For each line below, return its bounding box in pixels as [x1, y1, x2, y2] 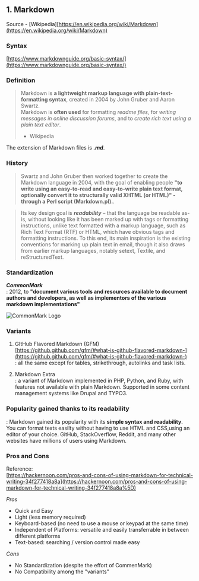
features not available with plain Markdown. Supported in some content [14, 383, 190, 390]
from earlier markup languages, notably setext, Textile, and [20, 247, 166, 254]
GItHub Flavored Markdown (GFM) [14, 341, 100, 348]
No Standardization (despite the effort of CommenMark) [14, 561, 153, 569]
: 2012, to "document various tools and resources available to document [6, 288, 188, 295]
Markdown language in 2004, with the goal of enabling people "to [20, 179, 183, 186]
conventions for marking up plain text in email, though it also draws [20, 240, 185, 248]
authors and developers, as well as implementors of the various [6, 294, 166, 301]
